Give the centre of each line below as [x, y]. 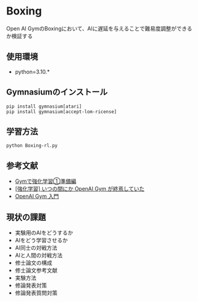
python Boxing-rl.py [32, 146]
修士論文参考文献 [36, 270]
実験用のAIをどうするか [44, 233]
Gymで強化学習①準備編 [45, 181]
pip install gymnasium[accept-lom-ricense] [62, 112]
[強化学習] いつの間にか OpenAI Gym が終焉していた [80, 189]
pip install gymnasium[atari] [44, 106]
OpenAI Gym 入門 [37, 196]
